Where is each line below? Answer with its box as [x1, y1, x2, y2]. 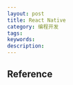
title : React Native [7, 17, 67, 24]
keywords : [7, 36, 36, 43]
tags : [7, 29, 23, 37]
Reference [7, 68, 53, 80]
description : [7, 42, 45, 49]
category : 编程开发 [7, 23, 59, 30]
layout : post [7, 10, 45, 17]
